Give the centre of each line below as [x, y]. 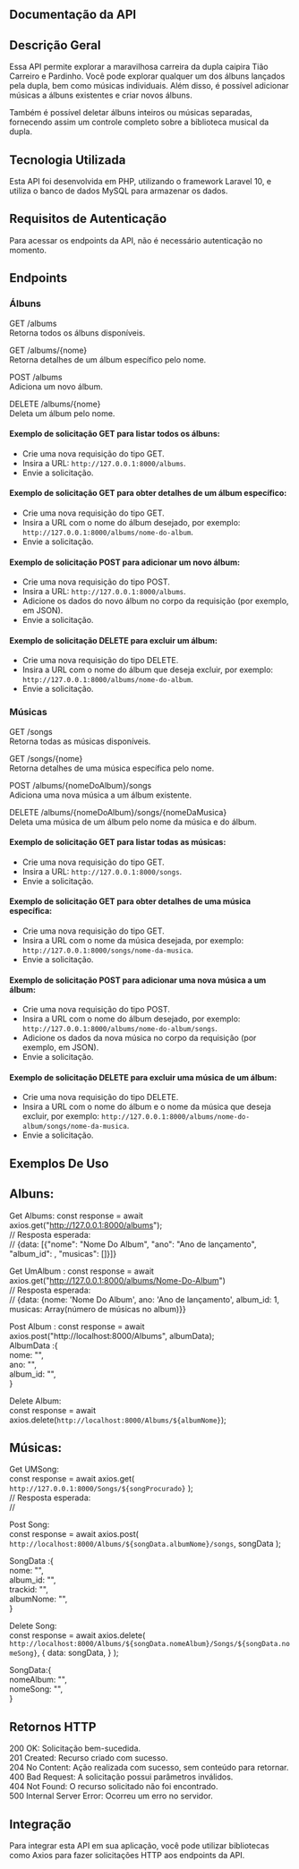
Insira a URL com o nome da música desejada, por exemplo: [133, 941]
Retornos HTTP [53, 1727]
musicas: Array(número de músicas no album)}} [98, 1309]
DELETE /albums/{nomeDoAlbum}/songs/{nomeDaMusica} [118, 812]
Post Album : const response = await [77, 1326]
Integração [40, 1824]
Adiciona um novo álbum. [56, 386]
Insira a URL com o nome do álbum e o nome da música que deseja [146, 1107]
